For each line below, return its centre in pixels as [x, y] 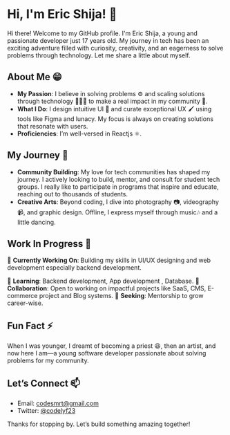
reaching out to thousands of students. [73, 194]
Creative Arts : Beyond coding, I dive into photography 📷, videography [118, 202]
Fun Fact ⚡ [30, 325]
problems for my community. [48, 361]
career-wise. [25, 303]
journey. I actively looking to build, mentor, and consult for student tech [118, 179]
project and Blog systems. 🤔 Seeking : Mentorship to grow [121, 296]
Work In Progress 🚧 [49, 244]
